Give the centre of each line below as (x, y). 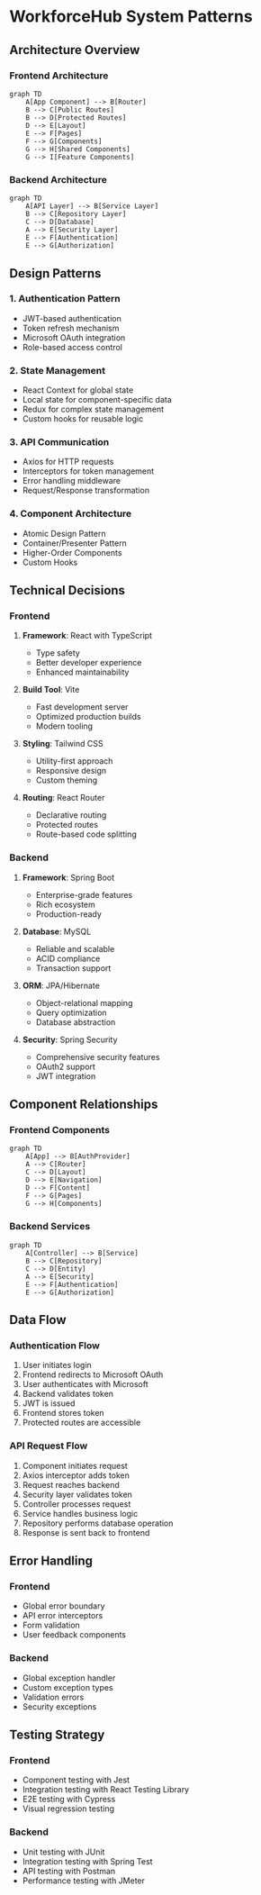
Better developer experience (89, 663)
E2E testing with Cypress (69, 1800)
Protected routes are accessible (81, 1423)
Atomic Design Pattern (64, 533)
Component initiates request (75, 1465)
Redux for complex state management (93, 409)
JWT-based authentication (72, 318)
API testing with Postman (69, 1871)
